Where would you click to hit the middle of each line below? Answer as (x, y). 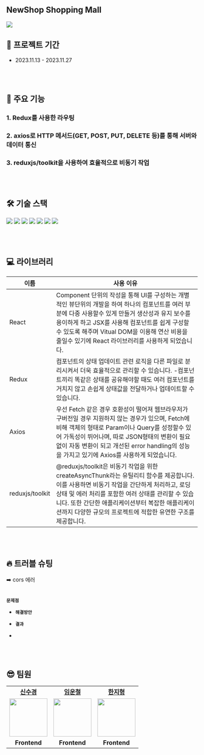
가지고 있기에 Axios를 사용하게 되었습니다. (120, 455)
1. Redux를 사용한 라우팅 (40, 118)
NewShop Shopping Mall (54, 10)
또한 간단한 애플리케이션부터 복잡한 (118, 503)
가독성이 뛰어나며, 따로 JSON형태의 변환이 (121, 437)
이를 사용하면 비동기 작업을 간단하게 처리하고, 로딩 (124, 485)
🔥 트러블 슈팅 (29, 564)
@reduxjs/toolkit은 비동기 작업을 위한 (107, 466)
